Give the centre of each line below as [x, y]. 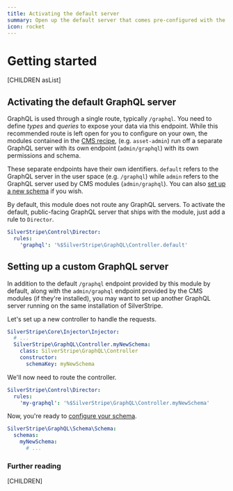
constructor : [39, 358]
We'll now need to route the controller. [62, 377]
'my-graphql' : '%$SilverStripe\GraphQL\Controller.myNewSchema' [115, 403]
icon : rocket [26, 26]
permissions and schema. [44, 156]
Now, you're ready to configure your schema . [72, 416]
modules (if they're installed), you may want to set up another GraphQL [109, 298]
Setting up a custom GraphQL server [88, 267]
